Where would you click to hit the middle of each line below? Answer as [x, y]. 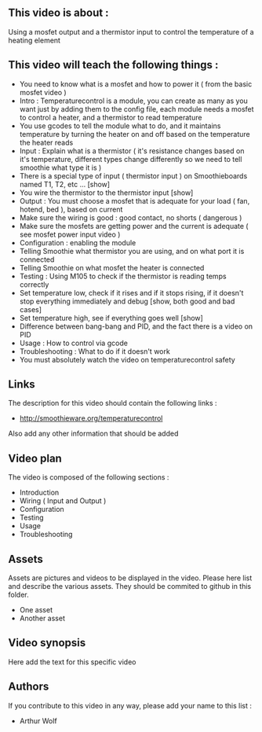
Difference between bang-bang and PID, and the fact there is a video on [136, 326]
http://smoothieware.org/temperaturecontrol [91, 418]
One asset [36, 610]
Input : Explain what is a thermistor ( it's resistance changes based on [132, 151]
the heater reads [46, 142]
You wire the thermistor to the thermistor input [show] [106, 193]
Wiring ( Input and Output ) [63, 501]
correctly [34, 284]
